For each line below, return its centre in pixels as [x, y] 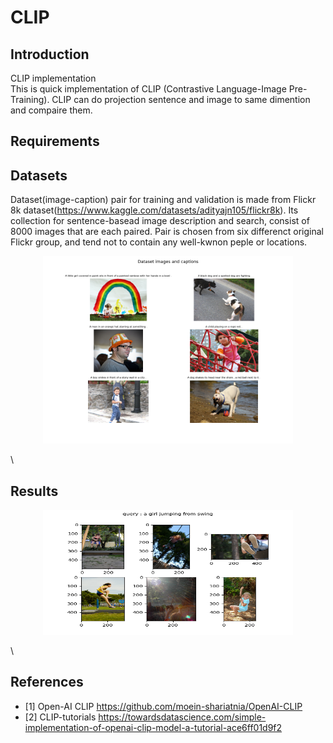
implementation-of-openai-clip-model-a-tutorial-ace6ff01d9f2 [153, 727]
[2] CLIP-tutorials [60, 717]
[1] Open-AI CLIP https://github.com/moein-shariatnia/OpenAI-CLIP [163, 706]
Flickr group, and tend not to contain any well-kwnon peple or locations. [159, 242]
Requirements [55, 141]
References [47, 682]
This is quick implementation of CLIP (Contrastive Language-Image [148, 89]
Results [34, 491]
